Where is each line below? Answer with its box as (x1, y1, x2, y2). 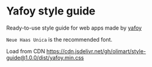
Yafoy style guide (6, 4, 95, 18)
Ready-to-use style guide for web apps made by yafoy (6, 24, 142, 31)
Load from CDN (6, 47, 45, 55)
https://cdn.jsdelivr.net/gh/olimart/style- (46, 47, 146, 55)
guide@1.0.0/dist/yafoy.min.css (6, 54, 84, 61)
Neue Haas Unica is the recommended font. (6, 36, 113, 43)
